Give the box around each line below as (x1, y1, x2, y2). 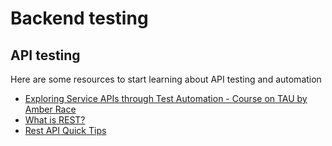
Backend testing (10, 7, 149, 30)
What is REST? (24, 114, 86, 126)
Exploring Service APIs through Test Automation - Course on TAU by (24, 93, 308, 104)
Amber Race (24, 103, 77, 115)
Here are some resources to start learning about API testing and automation (10, 73, 322, 85)
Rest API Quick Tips (24, 125, 107, 136)
